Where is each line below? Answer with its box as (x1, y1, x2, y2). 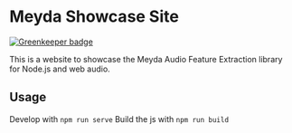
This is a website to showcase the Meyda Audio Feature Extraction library (9, 53, 283, 64)
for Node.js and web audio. (9, 63, 110, 74)
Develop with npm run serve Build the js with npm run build (9, 113, 229, 124)
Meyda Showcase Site (9, 6, 179, 27)
